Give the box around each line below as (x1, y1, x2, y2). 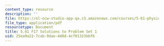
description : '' (5, 11, 38, 16)
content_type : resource (5, 7, 54, 12)
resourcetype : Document (5, 25, 54, 30)
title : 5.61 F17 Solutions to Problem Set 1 (5, 29, 97, 34)
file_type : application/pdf (5, 20, 62, 25)
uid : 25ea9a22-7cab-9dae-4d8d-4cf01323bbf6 (5, 34, 95, 39)
